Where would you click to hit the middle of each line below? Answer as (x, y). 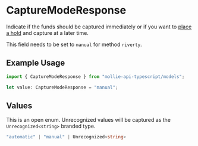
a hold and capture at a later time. (48, 33)
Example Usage (36, 63)
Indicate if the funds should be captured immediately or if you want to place (99, 27)
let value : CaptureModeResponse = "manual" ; (62, 87)
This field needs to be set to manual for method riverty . (74, 44)
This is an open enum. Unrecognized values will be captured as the (89, 120)
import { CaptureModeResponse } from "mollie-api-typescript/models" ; (95, 77)
